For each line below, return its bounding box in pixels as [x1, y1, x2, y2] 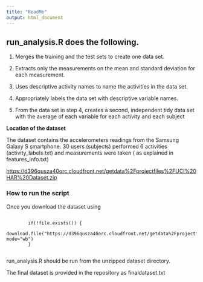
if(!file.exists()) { [28, 220, 83, 226]
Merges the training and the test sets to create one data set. [14, 53, 164, 61]
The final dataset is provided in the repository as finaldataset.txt [6, 269, 166, 276]
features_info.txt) [6, 156, 50, 163]
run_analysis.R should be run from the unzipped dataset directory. [6, 257, 171, 264]
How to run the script [6, 189, 69, 198]
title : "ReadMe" [6, 8, 47, 15]
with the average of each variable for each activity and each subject [14, 113, 185, 120]
